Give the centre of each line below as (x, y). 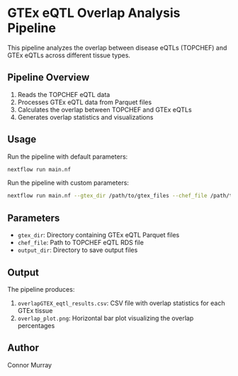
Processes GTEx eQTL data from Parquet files (85, 102)
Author (23, 348)
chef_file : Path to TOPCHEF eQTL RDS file (80, 243)
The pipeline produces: (41, 289)
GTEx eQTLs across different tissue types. (69, 55)
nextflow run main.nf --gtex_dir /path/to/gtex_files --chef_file (107, 196)
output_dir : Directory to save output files (78, 250)
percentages (36, 325)
